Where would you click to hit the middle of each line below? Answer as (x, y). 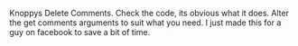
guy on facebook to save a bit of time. (80, 32)
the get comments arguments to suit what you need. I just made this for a (145, 23)
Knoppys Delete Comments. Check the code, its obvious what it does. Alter (149, 13)
